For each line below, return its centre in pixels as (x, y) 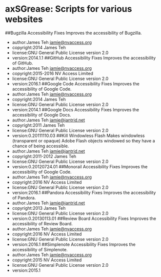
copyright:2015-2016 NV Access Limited (53, 73)
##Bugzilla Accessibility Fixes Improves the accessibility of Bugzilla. (74, 33)
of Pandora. (24, 198)
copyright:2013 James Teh (39, 208)
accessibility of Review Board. (42, 223)
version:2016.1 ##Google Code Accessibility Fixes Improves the (76, 83)
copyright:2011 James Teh (38, 125)
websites (24, 19)
